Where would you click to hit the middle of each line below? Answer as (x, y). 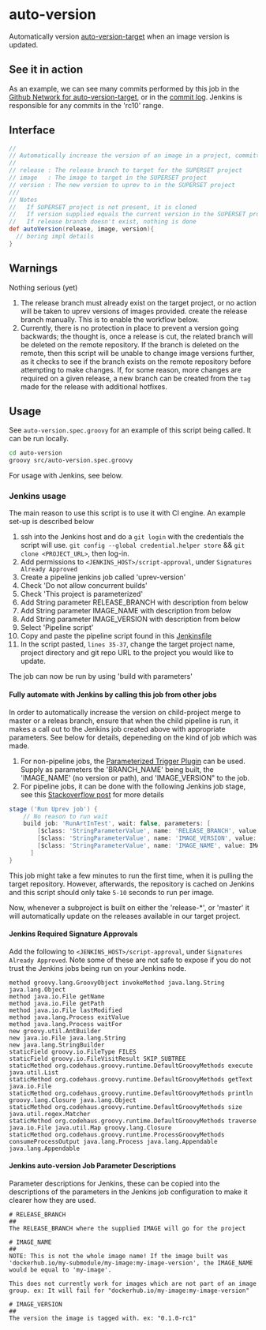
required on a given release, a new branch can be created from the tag (135, 378)
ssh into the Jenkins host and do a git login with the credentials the (132, 537)
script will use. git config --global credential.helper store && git (133, 545)
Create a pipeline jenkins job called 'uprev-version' (103, 577)
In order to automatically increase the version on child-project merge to (125, 712)
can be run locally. (39, 439)
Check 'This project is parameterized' (82, 594)
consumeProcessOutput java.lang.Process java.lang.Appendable (113, 1141)
